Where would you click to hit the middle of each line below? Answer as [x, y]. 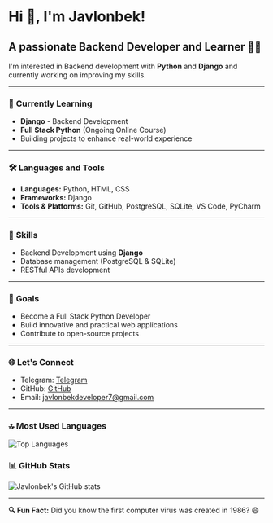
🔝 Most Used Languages [58, 426]
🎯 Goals [24, 298]
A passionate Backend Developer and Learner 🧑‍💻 [135, 47]
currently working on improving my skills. [77, 75]
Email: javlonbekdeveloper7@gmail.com [87, 398]
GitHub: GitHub [45, 389]
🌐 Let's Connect [41, 363]
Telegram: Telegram [54, 380]
